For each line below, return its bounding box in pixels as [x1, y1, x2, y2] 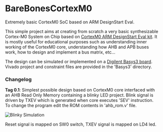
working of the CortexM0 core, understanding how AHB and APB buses [5, 44, 149, 50]
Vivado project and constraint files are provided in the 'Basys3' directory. [5, 64, 152, 70]
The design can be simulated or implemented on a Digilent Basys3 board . [5, 58, 153, 64]
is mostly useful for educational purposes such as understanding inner [5, 38, 147, 44]
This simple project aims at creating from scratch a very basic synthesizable [5, 28, 159, 34]
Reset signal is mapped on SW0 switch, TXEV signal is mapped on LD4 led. [5, 121, 157, 127]
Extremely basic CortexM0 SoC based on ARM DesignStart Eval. [5, 19, 135, 25]
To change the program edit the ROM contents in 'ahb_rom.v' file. [5, 103, 137, 109]
